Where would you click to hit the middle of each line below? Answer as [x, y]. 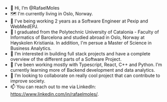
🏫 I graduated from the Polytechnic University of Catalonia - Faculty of [85, 32]
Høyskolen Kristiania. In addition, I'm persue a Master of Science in [81, 43]
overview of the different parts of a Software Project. [66, 59]
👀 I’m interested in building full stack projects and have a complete [80, 54]
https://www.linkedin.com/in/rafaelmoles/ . [54, 94]
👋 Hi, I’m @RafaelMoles [35, 8]
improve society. [28, 81]
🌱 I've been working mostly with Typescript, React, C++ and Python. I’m [86, 65]
